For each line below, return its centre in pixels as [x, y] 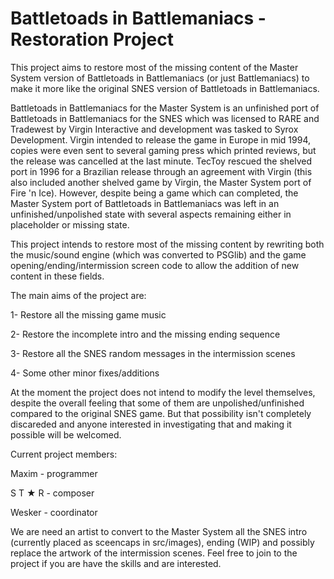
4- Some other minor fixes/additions [85, 373]
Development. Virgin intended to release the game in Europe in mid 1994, [161, 139]
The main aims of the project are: [78, 295]
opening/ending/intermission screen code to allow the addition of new [155, 265]
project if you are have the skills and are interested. [116, 563]
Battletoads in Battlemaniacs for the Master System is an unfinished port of [165, 108]
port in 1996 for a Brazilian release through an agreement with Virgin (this [161, 171]
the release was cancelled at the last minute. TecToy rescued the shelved [161, 161]
